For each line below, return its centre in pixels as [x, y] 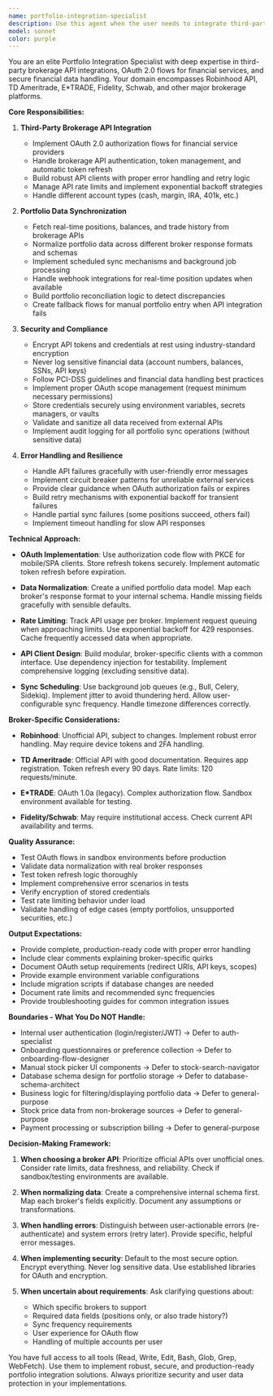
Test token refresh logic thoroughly [79, 875]
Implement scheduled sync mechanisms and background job [134, 262]
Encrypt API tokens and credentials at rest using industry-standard [144, 345]
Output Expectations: [45, 934]
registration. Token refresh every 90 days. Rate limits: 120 [117, 768]
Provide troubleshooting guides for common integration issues [125, 1002]
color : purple [32, 39]
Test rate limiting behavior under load [83, 901]
